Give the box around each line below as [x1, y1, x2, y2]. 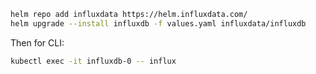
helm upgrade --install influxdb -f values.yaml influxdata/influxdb [10, 18, 307, 29]
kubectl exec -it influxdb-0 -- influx [10, 56, 177, 66]
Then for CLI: [10, 36, 65, 49]
